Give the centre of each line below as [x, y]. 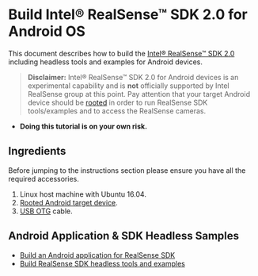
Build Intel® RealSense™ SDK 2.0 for [128, 15]
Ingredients [37, 151]
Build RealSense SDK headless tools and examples [102, 263]
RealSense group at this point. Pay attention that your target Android [139, 94]
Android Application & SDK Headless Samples [124, 236]
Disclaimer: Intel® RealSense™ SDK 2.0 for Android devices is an [133, 77]
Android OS [47, 31]
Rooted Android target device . [69, 202]
